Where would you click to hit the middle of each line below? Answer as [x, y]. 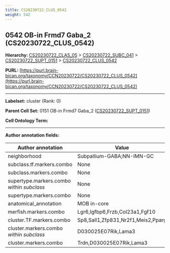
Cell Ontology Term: [27, 121]
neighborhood [25, 156]
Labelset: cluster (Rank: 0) [33, 101]
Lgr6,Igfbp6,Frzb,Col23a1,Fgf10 [116, 212]
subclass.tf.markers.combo [40, 164]
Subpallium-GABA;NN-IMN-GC [116, 156]
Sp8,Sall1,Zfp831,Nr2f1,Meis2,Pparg [122, 220]
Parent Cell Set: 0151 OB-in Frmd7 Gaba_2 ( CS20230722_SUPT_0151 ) [78, 111]
